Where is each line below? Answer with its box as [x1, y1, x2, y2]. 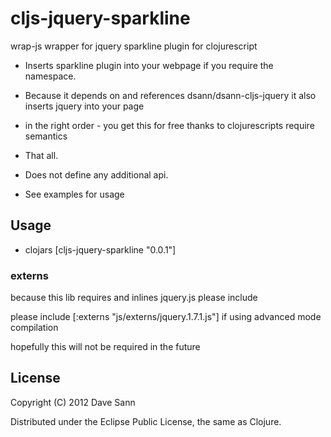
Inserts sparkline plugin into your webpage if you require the [24, 59, 274, 71]
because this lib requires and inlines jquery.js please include [10, 292, 258, 304]
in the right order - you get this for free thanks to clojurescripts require [24, 119, 315, 131]
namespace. [24, 70, 77, 82]
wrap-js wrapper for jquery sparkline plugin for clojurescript [10, 40, 258, 52]
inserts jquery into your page [24, 100, 145, 112]
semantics [24, 130, 68, 142]
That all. [24, 149, 59, 161]
